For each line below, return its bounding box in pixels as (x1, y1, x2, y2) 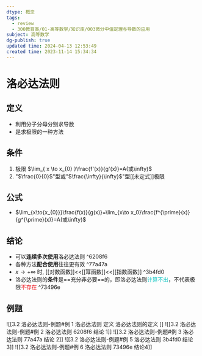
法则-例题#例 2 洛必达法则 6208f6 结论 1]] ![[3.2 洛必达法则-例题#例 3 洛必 (6, 328, 194, 335)
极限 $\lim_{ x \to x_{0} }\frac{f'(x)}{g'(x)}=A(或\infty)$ (15, 165, 153, 172)
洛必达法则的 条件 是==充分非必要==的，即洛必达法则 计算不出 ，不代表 (15, 276, 190, 283)
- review (12, 20, 34, 26)
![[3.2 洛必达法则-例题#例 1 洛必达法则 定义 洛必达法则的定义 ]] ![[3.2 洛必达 (6, 321, 197, 327)
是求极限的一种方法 (15, 128, 64, 135)
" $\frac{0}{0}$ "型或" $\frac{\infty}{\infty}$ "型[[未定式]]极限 (15, 172, 165, 180)
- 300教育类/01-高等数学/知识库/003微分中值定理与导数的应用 (12, 26, 151, 32)
